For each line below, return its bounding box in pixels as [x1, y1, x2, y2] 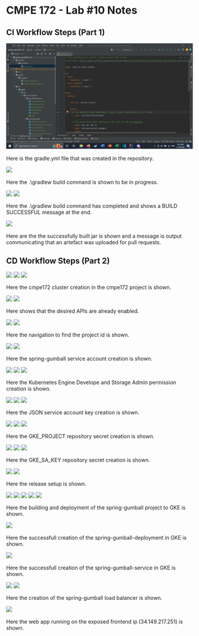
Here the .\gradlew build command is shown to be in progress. [6, 178, 159, 185]
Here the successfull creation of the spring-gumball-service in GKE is [6, 564, 176, 571]
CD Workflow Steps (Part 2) [6, 256, 110, 266]
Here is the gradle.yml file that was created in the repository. [6, 155, 154, 162]
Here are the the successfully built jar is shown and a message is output [6, 232, 182, 240]
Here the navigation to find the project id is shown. [6, 331, 130, 339]
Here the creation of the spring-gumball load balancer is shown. [6, 594, 163, 602]
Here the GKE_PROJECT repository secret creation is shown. [6, 433, 155, 440]
